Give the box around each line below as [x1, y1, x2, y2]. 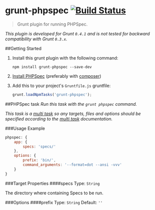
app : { [14, 139, 28, 145]
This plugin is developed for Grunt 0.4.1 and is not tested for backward [5, 30, 150, 36]
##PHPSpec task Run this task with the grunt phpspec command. [5, 101, 137, 107]
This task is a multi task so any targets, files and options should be [5, 111, 141, 117]
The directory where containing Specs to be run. [5, 190, 104, 196]
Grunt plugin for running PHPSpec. [17, 21, 88, 27]
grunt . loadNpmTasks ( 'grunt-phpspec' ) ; [12, 92, 92, 97]
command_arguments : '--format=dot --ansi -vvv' [23, 162, 122, 167]
